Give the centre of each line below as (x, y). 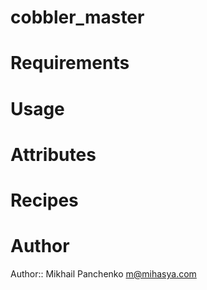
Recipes (44, 200)
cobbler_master (77, 17)
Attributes (53, 154)
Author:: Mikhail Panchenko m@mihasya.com (103, 273)
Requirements (70, 63)
